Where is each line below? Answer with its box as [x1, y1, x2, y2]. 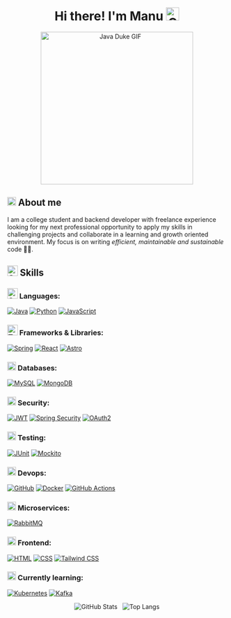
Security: [17, 398, 50, 407]
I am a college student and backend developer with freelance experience [7, 215, 217, 223]
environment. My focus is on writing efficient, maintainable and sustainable [7, 237, 224, 246]
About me [17, 197, 62, 209]
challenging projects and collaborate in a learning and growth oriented [7, 230, 209, 239]
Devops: [17, 468, 47, 478]
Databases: [17, 363, 58, 372]
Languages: [19, 292, 61, 301]
